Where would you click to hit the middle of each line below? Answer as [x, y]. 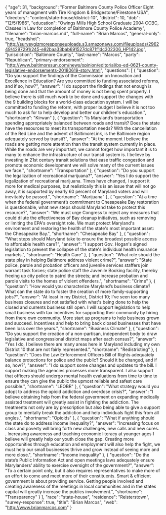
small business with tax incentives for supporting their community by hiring [82, 313]
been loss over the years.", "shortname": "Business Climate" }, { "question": [82, 328]
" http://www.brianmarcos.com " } [39, 507]
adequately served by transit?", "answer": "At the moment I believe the [77, 139]
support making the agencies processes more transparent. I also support [80, 371]
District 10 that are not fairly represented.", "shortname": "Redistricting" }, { [81, 349]
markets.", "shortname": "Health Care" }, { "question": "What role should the [83, 255]
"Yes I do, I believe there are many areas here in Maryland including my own [83, 344]
